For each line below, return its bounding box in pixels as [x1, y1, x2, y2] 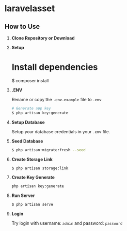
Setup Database [11, 119, 45, 125]
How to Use [4, 22, 40, 31]
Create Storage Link [11, 156, 53, 162]
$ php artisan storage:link [11, 166, 68, 171]
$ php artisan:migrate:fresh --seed [11, 147, 86, 152]
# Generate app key [11, 106, 51, 111]
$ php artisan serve [11, 202, 53, 207]
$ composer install [11, 77, 49, 83]
